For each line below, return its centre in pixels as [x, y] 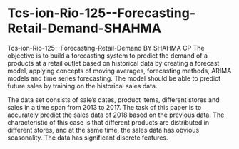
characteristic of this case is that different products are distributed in [108, 122]
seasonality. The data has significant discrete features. [88, 138]
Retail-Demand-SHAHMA [85, 28]
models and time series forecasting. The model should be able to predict [114, 78]
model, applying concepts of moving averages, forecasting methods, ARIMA [119, 71]
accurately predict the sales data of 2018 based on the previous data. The [116, 115]
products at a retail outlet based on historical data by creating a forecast [113, 63]
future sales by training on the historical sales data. [82, 86]
